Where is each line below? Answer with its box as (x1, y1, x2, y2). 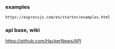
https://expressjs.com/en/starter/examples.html (5, 15, 110, 20)
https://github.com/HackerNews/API (5, 38, 81, 44)
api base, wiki (5, 26, 40, 33)
